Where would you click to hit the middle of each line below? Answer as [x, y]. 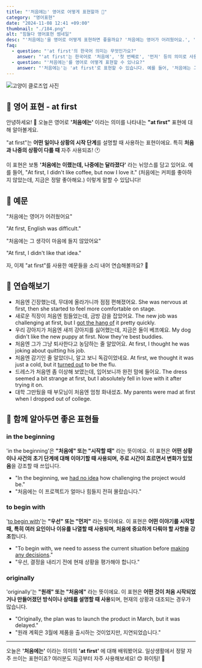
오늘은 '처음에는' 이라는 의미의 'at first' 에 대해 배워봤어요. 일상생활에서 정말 [96, 651]
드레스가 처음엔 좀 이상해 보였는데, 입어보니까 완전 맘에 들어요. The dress [101, 371]
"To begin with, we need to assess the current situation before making [102, 548]
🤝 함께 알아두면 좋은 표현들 [53, 419]
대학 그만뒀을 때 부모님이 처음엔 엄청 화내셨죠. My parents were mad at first [105, 392]
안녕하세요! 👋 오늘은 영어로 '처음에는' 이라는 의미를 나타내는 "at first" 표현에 [96, 122]
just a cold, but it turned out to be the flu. [66, 364]
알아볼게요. [26, 130]
